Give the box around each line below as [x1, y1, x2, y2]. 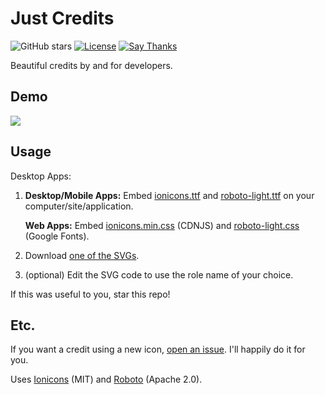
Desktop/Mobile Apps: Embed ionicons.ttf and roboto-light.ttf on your [24, 189, 315, 201]
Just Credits [10, 7, 115, 30]
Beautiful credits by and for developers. [10, 59, 173, 71]
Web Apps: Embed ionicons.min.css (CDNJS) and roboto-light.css [24, 219, 300, 231]
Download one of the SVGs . [24, 249, 140, 261]
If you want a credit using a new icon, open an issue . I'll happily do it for [10, 343, 306, 356]
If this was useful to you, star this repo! [10, 288, 171, 300]
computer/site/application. [24, 200, 134, 212]
